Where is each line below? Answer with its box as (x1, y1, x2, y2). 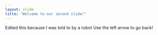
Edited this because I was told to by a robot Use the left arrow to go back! (5, 24, 153, 30)
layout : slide (5, 7, 34, 12)
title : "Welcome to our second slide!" (5, 12, 87, 16)
